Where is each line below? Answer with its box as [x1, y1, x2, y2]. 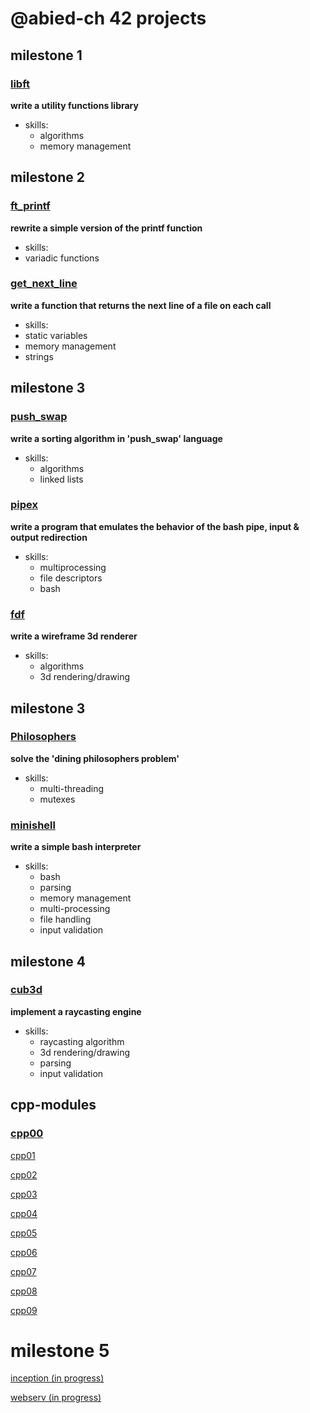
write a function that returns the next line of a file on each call [10, 299, 272, 311]
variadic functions [24, 252, 100, 264]
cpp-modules [10, 1097, 97, 1114]
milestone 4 [10, 953, 86, 970]
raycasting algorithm [39, 1035, 125, 1047]
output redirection [10, 531, 88, 543]
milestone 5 [10, 1339, 110, 1362]
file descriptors [39, 572, 103, 584]
